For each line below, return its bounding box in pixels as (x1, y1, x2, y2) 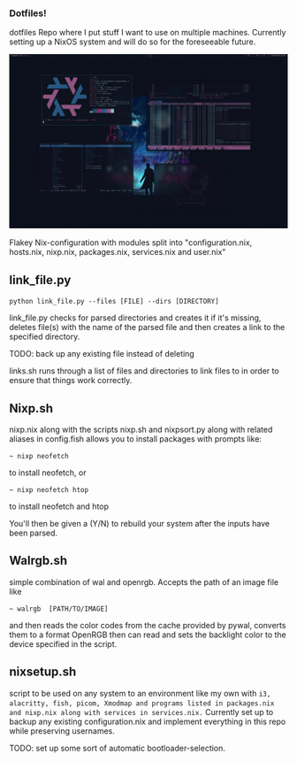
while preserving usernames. (9, 725, 115, 736)
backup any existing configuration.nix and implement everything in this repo (9, 716, 286, 727)
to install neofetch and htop (9, 501, 109, 512)
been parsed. (9, 527, 58, 538)
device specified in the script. (9, 638, 118, 649)
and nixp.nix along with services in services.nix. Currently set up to (9, 706, 274, 717)
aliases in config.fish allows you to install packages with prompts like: (9, 433, 263, 444)
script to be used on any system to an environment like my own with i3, (9, 688, 271, 698)
